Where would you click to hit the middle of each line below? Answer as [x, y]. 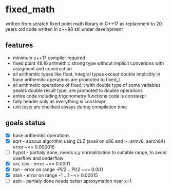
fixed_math [30, 10]
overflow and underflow [38, 158]
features [19, 45]
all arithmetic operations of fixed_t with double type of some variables [87, 85]
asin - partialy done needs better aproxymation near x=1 [72, 181]
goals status [26, 123]
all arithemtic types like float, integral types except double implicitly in [87, 74]
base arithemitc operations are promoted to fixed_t [66, 79]
